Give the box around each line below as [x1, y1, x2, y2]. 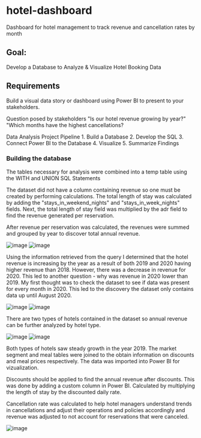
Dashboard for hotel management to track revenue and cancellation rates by [6, 23, 195, 31]
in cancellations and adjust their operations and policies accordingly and [6, 406, 185, 413]
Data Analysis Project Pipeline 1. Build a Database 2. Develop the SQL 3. [6, 133, 184, 140]
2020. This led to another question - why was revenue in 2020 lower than [6, 272, 188, 280]
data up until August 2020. [6, 292, 72, 299]
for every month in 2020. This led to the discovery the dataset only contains [6, 285, 194, 292]
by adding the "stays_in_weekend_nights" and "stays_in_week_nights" [6, 199, 180, 206]
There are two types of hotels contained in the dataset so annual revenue [6, 314, 188, 322]
